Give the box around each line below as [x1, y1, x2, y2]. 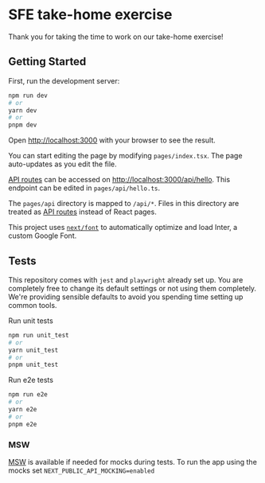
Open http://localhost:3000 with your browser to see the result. [8, 135, 216, 145]
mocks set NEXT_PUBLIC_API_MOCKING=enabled [8, 465, 155, 475]
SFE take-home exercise [8, 6, 173, 24]
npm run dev [8, 92, 48, 99]
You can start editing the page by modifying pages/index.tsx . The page [8, 151, 243, 161]
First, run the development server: [8, 76, 120, 85]
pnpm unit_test [8, 360, 59, 369]
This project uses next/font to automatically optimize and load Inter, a [8, 223, 238, 232]
